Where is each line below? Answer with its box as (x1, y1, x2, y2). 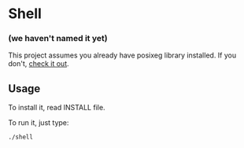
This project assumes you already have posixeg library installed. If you (8, 50, 237, 60)
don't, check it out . (8, 59, 69, 68)
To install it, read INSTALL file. (8, 103, 105, 113)
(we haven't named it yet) (8, 33, 108, 44)
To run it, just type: (8, 118, 69, 128)
